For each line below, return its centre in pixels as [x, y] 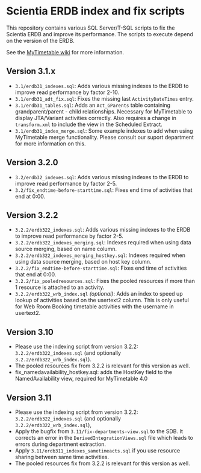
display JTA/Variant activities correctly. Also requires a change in [95, 118]
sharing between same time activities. [62, 457]
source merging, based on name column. [66, 249]
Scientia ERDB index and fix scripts [96, 11]
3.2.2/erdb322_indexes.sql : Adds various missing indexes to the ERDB [103, 230]
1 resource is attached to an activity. [60, 287]
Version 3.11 [29, 397]
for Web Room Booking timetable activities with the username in [94, 306]
